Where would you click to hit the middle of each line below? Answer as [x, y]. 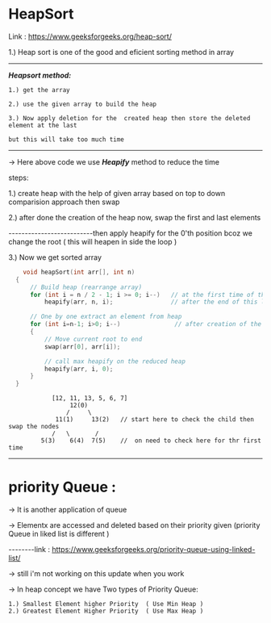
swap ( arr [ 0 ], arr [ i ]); [82, 347]
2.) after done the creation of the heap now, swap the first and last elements [135, 217]
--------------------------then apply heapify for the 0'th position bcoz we [130, 233]
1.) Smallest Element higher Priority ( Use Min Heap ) [106, 604]
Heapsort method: [40, 75]
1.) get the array [39, 90]
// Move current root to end [93, 339]
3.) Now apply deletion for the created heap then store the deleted [129, 118]
